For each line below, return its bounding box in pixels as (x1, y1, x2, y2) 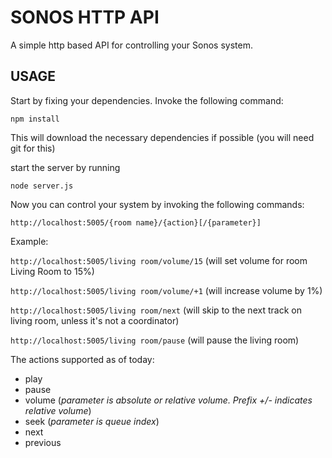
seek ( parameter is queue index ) (24, 415, 160, 427)
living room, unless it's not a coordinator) (10, 314, 180, 326)
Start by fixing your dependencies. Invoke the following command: (10, 94, 284, 106)
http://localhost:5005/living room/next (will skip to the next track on (10, 304, 302, 316)
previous (24, 436, 62, 448)
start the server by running (10, 161, 121, 173)
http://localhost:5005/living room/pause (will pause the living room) (10, 334, 300, 346)
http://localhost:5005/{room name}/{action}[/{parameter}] (10, 217, 262, 228)
